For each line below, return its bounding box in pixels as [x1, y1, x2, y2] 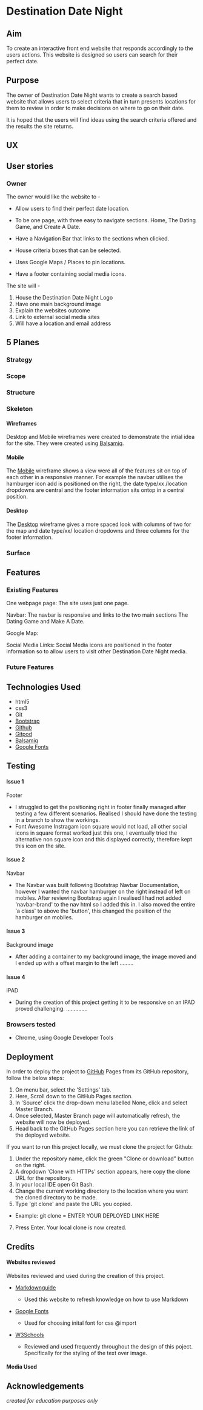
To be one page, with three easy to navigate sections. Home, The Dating [15, 216, 196, 223]
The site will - [6, 282, 41, 289]
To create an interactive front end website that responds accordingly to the [6, 44, 193, 52]
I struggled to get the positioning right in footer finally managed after [15, 803, 187, 810]
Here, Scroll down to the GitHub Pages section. [15, 1093, 133, 1100]
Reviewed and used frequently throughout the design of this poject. [24, 1342, 193, 1350]
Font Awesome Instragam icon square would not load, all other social [15, 823, 187, 830]
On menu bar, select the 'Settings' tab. [15, 1086, 111, 1093]
